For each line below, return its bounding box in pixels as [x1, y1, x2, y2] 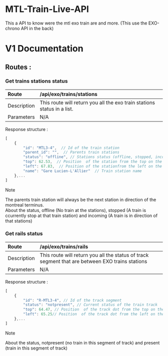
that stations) [5, 217, 32, 223]
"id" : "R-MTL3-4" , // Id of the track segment [23, 297, 122, 303]
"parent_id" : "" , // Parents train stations [23, 150, 120, 155]
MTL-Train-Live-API [5, 3, 89, 15]
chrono [5, 25, 20, 31]
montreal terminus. [5, 201, 44, 208]
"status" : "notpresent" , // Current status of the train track [23, 302, 157, 307]
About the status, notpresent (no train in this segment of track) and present [5, 339, 160, 345]
